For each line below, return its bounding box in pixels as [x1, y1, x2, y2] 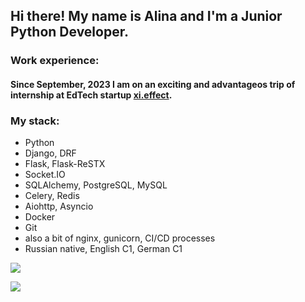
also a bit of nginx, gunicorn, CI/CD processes [24, 232, 216, 244]
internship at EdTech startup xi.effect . [10, 89, 173, 101]
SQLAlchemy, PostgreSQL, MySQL [24, 179, 168, 191]
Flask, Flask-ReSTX [24, 158, 106, 170]
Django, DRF [24, 147, 77, 159]
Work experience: [10, 54, 100, 68]
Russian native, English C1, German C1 [24, 243, 183, 255]
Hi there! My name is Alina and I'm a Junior [10, 8, 283, 25]
